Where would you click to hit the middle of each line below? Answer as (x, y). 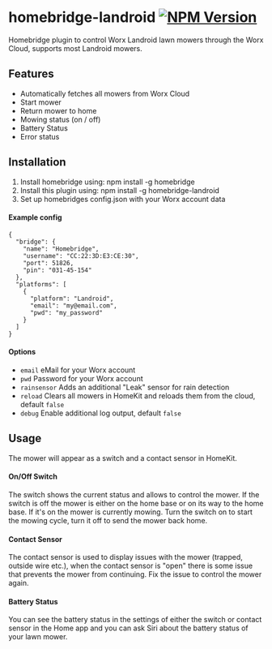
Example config (35, 217)
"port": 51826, (49, 263)
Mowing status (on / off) (60, 119)
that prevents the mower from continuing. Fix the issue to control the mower (135, 574)
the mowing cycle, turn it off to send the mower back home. (108, 520)
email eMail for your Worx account (78, 370)
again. (19, 583)
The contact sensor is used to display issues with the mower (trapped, (125, 557)
